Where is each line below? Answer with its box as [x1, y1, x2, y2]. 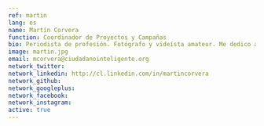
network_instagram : [8, 99, 72, 106]
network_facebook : [8, 92, 68, 99]
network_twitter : [8, 63, 65, 70]
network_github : [8, 77, 61, 85]
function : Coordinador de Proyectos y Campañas [8, 33, 167, 41]
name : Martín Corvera [8, 26, 79, 34]
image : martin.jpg [8, 48, 68, 56]
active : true [8, 106, 51, 114]
